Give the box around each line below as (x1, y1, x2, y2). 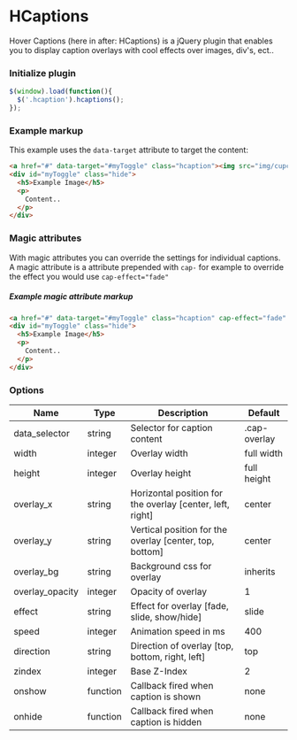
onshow (13, 684, 47, 697)
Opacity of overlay (130, 585, 208, 597)
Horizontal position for (130, 487, 224, 499)
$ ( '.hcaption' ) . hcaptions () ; (17, 96, 125, 104)
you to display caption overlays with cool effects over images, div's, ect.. (9, 44, 274, 55)
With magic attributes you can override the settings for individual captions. (9, 252, 281, 263)
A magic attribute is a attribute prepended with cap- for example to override (9, 261, 285, 272)
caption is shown (130, 690, 202, 703)
